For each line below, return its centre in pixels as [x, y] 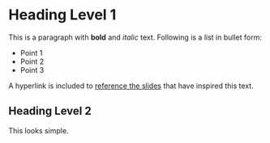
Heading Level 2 [50, 111]
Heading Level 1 [62, 15]
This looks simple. [39, 130]
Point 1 [31, 53]
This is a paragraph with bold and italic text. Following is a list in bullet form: [135, 37]
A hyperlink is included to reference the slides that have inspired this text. [131, 86]
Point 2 [32, 61]
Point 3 [32, 69]
